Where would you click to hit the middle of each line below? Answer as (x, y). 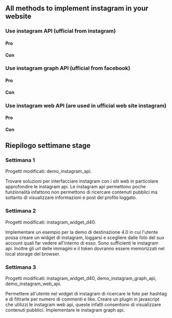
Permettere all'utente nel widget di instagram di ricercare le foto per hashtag (86, 294)
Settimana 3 (21, 267)
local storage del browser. (33, 254)
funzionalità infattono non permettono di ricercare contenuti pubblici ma (81, 192)
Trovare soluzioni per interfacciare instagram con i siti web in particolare (82, 181)
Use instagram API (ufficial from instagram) (61, 31)
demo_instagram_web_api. (33, 284)
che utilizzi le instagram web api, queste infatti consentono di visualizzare (83, 304)
